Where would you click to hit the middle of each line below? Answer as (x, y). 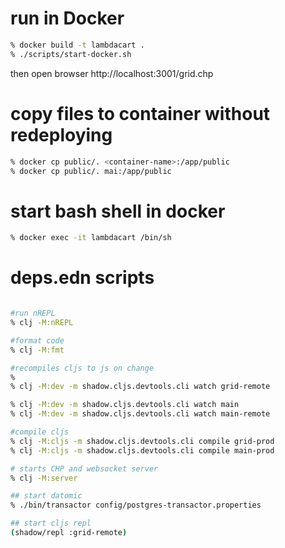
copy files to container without (140, 113)
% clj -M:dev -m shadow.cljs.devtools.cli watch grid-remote (140, 387)
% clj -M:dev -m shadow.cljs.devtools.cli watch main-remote (140, 414)
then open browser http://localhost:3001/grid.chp (112, 73)
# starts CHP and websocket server (84, 468)
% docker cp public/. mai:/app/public (91, 171)
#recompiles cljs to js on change (82, 368)
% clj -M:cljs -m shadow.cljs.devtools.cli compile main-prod (142, 450)
